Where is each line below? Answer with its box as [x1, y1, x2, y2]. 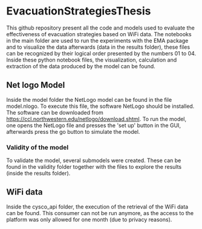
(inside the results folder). [6, 170, 71, 177]
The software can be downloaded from [6, 108, 104, 116]
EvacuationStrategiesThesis [6, 4, 151, 18]
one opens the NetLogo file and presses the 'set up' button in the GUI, [6, 122, 181, 129]
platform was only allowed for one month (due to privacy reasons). [6, 216, 172, 223]
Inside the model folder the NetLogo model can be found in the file [6, 96, 172, 103]
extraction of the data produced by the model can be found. [6, 62, 155, 70]
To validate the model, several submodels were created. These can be [6, 157, 181, 164]
